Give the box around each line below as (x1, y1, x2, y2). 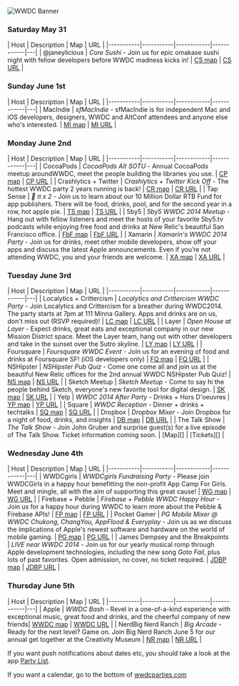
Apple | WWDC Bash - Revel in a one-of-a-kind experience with (42, 605, 231, 613)
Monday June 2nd (7, 138, 72, 148)
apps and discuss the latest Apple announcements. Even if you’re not (7, 245, 211, 253)
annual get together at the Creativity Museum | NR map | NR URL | (7, 635, 202, 643)
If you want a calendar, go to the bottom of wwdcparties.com (7, 670, 187, 679)
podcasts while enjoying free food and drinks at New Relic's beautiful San (7, 222, 225, 231)
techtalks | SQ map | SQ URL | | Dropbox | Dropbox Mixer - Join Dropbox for (7, 408, 231, 416)
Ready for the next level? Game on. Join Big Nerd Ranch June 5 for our (7, 628, 215, 636)
